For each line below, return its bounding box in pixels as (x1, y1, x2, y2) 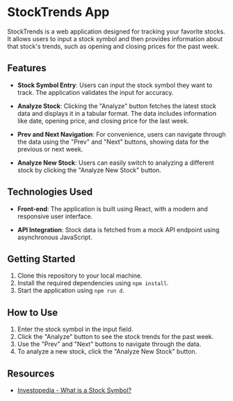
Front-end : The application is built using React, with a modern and (17, 204, 209, 213)
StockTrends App (7, 4, 110, 20)
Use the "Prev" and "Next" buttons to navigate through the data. (17, 340, 202, 349)
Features (7, 62, 47, 74)
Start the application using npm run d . (17, 287, 124, 295)
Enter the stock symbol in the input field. (17, 325, 134, 333)
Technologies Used (7, 186, 93, 198)
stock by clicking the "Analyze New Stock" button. (17, 165, 161, 174)
